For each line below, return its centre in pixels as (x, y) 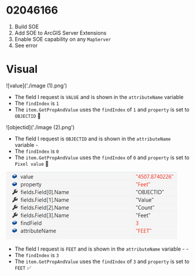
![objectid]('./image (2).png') (41, 127)
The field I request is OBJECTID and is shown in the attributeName (93, 139)
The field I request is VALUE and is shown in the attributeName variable (99, 97)
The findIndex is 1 (37, 103)
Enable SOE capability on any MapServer (63, 39)
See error (26, 45)
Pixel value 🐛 (31, 163)
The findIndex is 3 (37, 255)
